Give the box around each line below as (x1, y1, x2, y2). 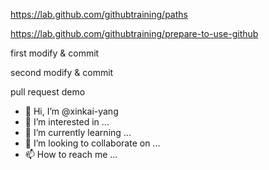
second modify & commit (10, 67, 114, 78)
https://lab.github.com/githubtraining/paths (10, 9, 188, 20)
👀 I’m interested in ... (24, 116, 110, 128)
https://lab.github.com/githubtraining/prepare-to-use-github (10, 28, 259, 39)
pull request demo (10, 86, 86, 98)
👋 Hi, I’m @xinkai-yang (24, 105, 119, 117)
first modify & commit (10, 47, 100, 59)
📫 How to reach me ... (24, 149, 118, 160)
